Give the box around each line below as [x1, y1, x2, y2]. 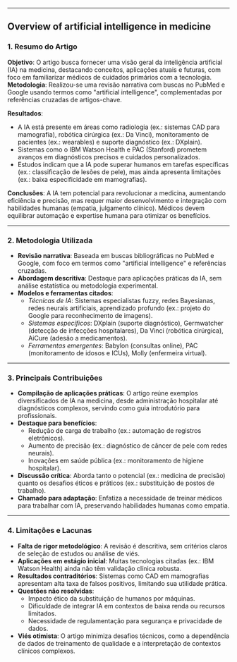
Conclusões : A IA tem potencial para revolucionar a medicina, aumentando [7, 188, 226, 197]
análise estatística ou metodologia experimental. [17, 281, 159, 290]
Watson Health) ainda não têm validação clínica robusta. [17, 564, 182, 572]
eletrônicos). [28, 434, 65, 443]
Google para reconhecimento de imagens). [28, 311, 153, 319]
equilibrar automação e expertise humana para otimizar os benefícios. [7, 211, 211, 219]
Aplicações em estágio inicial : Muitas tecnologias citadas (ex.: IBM [17, 556, 214, 565]
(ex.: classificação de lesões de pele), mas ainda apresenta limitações [17, 167, 221, 176]
